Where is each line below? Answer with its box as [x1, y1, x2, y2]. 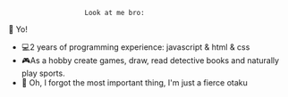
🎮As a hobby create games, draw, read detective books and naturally [21, 55, 279, 66]
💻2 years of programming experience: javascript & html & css [21, 42, 250, 53]
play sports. [21, 68, 65, 78]
